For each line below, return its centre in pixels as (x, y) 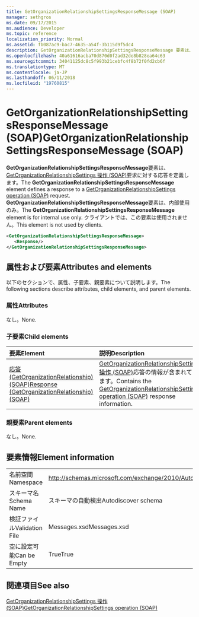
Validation (29, 528)
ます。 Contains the (126, 381)
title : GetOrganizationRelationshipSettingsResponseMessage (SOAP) (91, 12)
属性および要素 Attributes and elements (79, 267)
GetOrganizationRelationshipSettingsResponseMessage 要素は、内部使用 (98, 202)
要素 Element (27, 353)
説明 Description (122, 353)
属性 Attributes (27, 306)
